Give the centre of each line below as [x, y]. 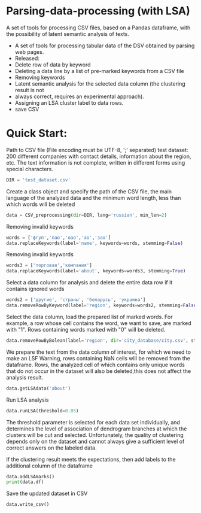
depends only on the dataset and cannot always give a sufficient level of [95, 441]
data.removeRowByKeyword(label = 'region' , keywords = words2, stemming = [95, 305]
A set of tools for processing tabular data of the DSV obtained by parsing [105, 45]
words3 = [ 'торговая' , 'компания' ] [49, 265]
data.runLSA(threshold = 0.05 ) [42, 411]
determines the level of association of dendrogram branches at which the [97, 429]
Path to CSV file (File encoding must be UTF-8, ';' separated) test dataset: [97, 150]
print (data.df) [25, 482]
